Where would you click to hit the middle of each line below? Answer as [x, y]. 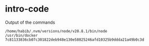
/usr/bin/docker [21, 35]
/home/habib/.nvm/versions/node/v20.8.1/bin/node [56, 31]
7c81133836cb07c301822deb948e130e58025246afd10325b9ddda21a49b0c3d [75, 40]
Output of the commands [30, 22]
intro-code [27, 9]
